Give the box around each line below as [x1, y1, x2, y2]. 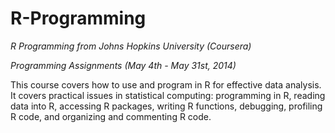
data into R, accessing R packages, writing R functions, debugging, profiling [10, 100, 323, 112]
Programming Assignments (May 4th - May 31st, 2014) [10, 59, 237, 71]
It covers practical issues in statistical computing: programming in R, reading [10, 89, 326, 101]
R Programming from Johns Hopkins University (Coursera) [10, 40, 252, 52]
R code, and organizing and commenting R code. [10, 110, 212, 122]
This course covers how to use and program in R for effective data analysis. [10, 78, 322, 91]
